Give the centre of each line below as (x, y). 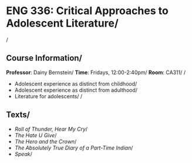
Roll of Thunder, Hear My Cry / (51, 129)
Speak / (23, 154)
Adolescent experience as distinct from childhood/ (76, 84)
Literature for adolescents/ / (48, 96)
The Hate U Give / (36, 135)
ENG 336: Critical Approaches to (87, 11)
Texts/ (18, 115)
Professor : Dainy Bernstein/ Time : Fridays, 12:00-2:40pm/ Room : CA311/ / (96, 72)
